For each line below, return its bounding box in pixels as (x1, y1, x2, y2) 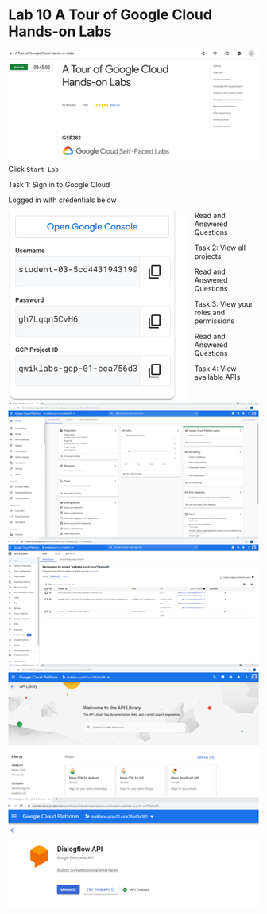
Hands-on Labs (8, 22, 112, 41)
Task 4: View (194, 364, 237, 373)
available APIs (194, 373, 241, 382)
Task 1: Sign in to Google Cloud (8, 180, 110, 189)
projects (194, 252, 222, 261)
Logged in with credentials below (8, 195, 117, 205)
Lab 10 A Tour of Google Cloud (8, 6, 213, 24)
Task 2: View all (194, 243, 246, 252)
